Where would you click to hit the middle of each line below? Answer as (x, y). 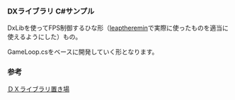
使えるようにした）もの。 (45, 37)
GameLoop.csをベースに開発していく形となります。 (83, 52)
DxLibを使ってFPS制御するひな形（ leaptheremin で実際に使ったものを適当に (118, 28)
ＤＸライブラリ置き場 (38, 89)
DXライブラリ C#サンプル (51, 11)
